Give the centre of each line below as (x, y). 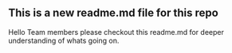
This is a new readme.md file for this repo (114, 13)
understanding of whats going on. (64, 40)
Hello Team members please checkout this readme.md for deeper (116, 32)
